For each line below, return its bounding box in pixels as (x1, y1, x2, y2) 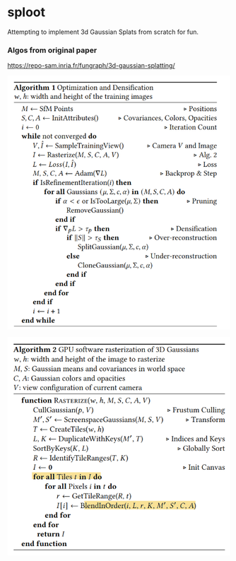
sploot (7, 4, 46, 20)
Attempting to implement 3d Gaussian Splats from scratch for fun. (7, 28, 199, 36)
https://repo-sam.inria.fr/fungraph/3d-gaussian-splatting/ (7, 61, 175, 70)
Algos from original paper (7, 45, 98, 55)
